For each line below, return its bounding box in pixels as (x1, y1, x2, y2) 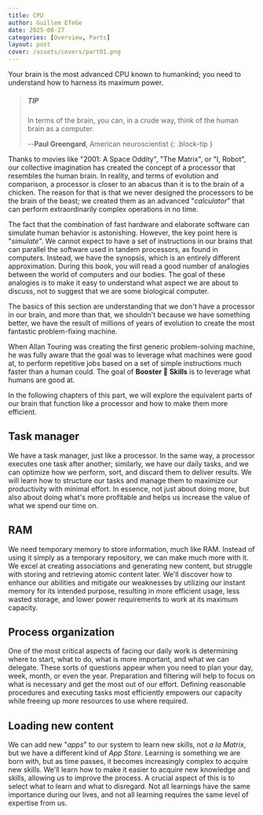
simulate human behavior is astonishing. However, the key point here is (8, 228, 238, 237)
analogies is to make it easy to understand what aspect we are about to (8, 278, 239, 287)
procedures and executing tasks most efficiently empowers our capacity (8, 688, 243, 697)
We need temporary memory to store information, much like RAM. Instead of (8, 544, 255, 554)
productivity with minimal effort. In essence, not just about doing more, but (8, 484, 250, 493)
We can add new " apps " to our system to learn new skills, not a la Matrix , (8, 740, 247, 750)
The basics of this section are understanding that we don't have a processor (8, 302, 255, 311)
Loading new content (8, 719, 114, 733)
